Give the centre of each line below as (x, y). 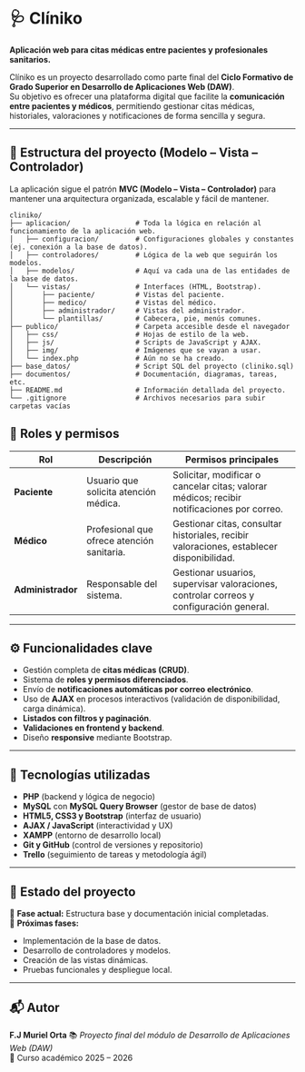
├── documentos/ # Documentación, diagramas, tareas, (144, 374)
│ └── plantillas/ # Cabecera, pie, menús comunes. (135, 318)
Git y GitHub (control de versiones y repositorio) (113, 845)
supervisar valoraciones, (225, 583)
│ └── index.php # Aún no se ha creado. (117, 358)
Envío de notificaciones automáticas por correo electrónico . (138, 690)
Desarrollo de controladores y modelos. (96, 950)
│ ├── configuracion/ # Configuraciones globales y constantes (152, 239)
